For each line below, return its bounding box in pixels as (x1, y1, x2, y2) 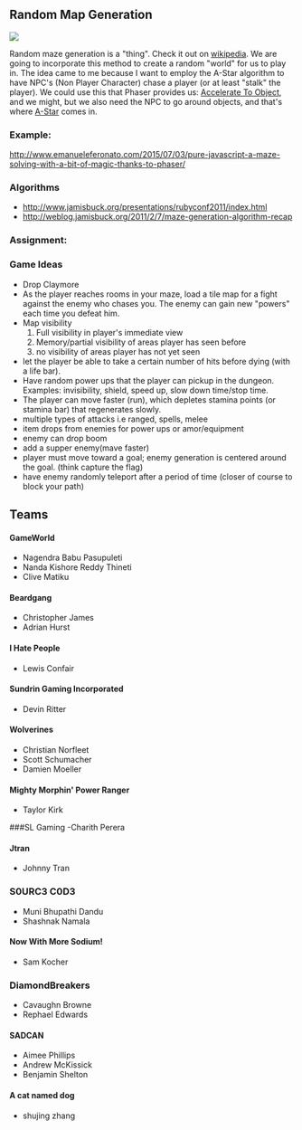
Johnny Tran (22, 863, 71, 874)
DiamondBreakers (9, 979, 90, 992)
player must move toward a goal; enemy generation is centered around (22, 451, 287, 462)
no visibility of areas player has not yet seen (35, 346, 201, 356)
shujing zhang (22, 1110, 76, 1121)
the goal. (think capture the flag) (22, 461, 143, 472)
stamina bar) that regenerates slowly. (22, 404, 162, 414)
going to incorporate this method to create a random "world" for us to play (9, 58, 287, 69)
